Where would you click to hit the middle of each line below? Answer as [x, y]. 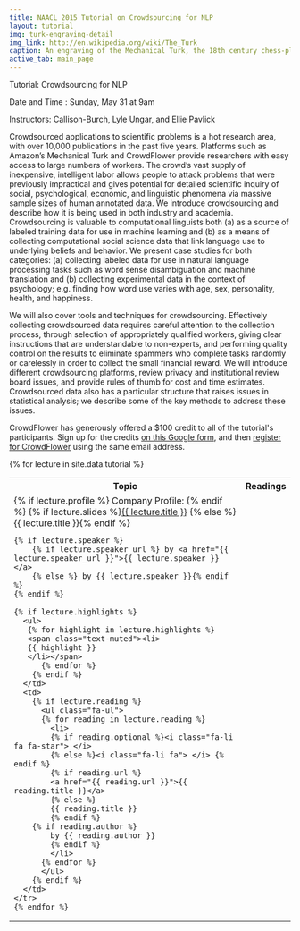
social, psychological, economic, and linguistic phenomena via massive [141, 194]
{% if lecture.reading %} [87, 702]
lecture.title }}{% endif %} [77, 523]
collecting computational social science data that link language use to [137, 241]
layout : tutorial [42, 26]
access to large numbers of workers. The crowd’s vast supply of [127, 165]
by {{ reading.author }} [103, 836]
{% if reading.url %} [96, 773]
